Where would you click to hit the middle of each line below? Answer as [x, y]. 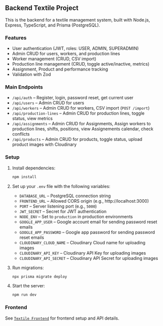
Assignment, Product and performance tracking [60, 69]
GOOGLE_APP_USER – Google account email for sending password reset [88, 222]
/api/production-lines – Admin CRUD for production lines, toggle [78, 113]
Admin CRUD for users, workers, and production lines [66, 54]
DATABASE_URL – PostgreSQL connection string [65, 196]
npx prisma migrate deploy [40, 277]
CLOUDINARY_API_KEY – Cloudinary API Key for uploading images [83, 253]
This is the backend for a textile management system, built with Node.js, [78, 20]
